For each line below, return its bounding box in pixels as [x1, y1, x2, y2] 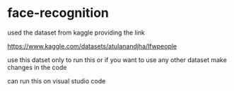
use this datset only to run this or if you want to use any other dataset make [7, 55, 228, 64]
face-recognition [7, 5, 110, 21]
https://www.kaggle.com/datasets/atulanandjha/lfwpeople [7, 42, 177, 50]
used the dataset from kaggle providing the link [7, 28, 145, 37]
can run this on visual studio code [7, 76, 106, 85]
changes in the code [7, 63, 67, 71]
